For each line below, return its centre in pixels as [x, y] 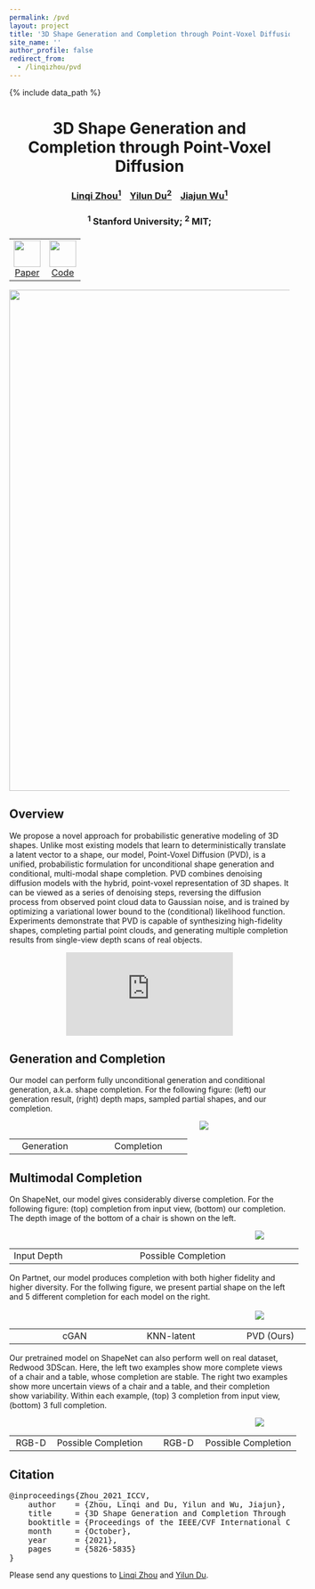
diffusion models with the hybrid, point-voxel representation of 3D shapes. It [149, 883]
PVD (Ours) [271, 1336]
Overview [37, 815]
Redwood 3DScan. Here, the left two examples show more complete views [146, 1367]
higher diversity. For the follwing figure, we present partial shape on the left [147, 1287]
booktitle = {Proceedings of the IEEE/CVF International [155, 1523]
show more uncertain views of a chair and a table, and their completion [140, 1387]
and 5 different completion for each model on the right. [110, 1297]
